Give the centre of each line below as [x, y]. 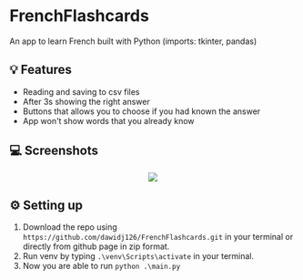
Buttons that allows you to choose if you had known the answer [141, 111]
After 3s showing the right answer [86, 101]
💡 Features [41, 70]
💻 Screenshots [54, 151]
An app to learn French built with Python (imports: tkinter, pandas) [133, 41]
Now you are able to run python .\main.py [101, 266]
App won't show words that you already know [108, 120]
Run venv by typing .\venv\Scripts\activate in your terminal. [138, 256]
